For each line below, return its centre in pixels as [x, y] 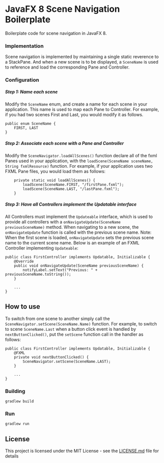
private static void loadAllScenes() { [55, 180]
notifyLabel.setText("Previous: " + [60, 270]
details [12, 456]
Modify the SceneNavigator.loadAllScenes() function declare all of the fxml [81, 156]
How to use [23, 307]
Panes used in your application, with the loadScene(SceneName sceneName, [79, 161]
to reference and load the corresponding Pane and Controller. [67, 67]
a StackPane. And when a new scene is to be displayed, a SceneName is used [82, 62]
